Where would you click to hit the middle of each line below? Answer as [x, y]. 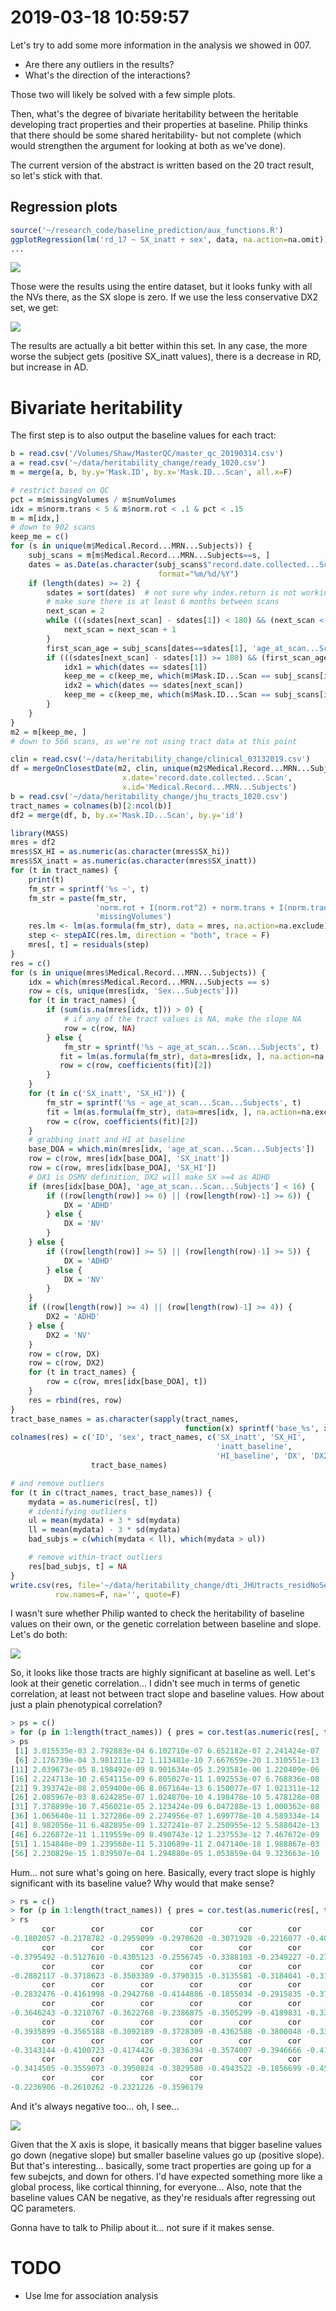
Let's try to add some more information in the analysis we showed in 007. [161, 45]
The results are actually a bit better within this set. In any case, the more [159, 346]
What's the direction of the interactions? [107, 75]
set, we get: [34, 308]
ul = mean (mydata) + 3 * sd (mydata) [105, 1521]
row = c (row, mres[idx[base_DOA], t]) [127, 1382]
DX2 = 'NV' [69, 1335]
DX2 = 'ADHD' [73, 1317]
